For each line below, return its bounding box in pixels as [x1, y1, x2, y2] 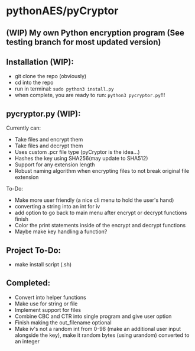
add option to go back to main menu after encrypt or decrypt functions [14, 209, 187, 217]
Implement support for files [14, 306, 82, 313]
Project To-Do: [6, 245, 61, 255]
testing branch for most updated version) [6, 37, 161, 47]
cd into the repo [14, 79, 54, 86]
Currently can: [6, 124, 41, 131]
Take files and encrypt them [14, 136, 83, 143]
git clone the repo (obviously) [14, 73, 87, 80]
